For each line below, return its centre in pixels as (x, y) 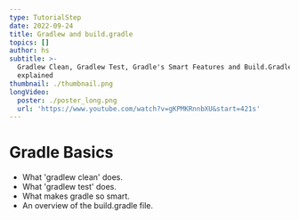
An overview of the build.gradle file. (88, 206)
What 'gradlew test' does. (69, 187)
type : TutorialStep (45, 17)
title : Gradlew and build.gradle (71, 34)
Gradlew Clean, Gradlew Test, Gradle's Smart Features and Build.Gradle (155, 68)
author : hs (29, 51)
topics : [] (29, 42)
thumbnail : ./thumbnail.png (61, 84)
